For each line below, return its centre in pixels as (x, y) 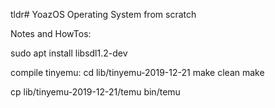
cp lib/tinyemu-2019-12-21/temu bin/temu (95, 92)
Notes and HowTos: (51, 33)
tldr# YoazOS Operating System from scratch (103, 14)
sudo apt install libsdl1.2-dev (69, 53)
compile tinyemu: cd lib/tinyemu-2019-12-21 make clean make (137, 72)
